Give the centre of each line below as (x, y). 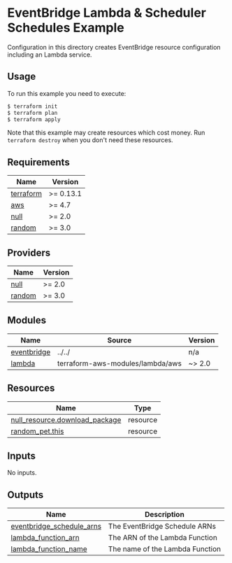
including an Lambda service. (50, 55)
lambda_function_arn (45, 538)
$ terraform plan (32, 113)
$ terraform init (32, 106)
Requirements (38, 162)
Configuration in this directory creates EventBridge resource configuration (114, 47)
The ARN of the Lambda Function (163, 538)
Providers (29, 252)
